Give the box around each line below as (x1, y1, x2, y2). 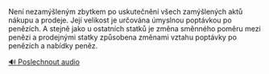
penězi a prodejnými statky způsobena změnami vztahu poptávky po (8, 32, 238, 42)
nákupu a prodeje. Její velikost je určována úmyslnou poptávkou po (8, 15, 232, 25)
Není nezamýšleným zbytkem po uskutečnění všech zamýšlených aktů (8, 7, 243, 16)
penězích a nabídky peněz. (8, 41, 98, 51)
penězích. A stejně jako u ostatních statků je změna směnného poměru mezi (8, 24, 262, 33)
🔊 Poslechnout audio (8, 57, 81, 67)
